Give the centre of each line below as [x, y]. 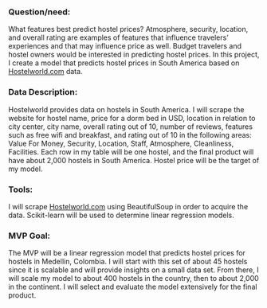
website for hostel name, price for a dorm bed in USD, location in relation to [132, 118]
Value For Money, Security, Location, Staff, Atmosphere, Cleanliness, [121, 143]
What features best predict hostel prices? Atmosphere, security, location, [128, 29]
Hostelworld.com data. [45, 72]
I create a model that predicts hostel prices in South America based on [124, 63]
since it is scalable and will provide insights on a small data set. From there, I [133, 270]
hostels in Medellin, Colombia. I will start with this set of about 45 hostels [128, 262]
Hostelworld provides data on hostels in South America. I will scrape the [126, 109]
